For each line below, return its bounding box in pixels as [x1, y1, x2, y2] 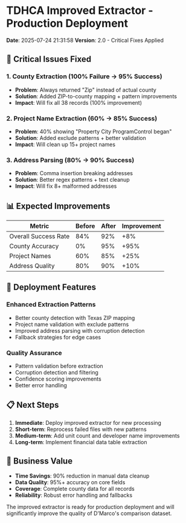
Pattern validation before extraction [14, 362, 104, 370]
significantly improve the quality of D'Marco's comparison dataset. [6, 510, 172, 517]
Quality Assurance [6, 348, 62, 357]
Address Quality [9, 262, 55, 270]
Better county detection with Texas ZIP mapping [14, 314, 135, 321]
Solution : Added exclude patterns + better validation [14, 134, 146, 141]
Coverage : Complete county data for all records [14, 485, 135, 492]
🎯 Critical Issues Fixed [6, 54, 92, 64]
